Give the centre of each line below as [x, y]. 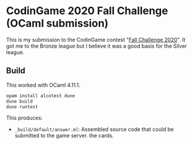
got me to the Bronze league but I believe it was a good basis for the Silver [97, 46]
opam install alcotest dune [41, 95]
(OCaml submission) [57, 23]
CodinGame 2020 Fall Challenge [87, 11]
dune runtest [22, 107]
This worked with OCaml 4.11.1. [43, 85]
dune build [19, 101]
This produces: [24, 118]
